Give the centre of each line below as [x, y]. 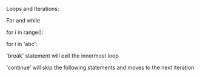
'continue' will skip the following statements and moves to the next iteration [100, 67]
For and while [23, 20]
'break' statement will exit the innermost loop [63, 56]
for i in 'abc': [22, 44]
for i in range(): [25, 32]
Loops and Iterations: [33, 9]
